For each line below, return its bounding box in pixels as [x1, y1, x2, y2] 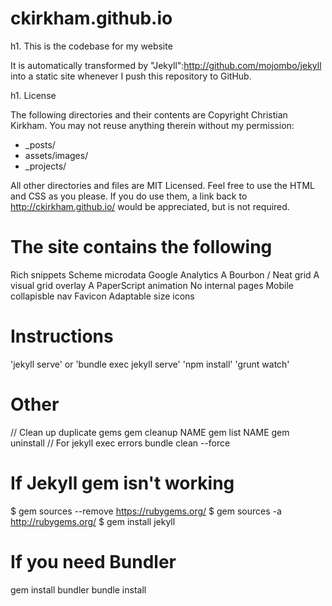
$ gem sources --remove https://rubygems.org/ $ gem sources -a [10, 505, 282, 517]
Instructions [10, 325, 114, 348]
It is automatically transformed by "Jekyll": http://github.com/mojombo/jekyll [10, 59, 322, 71]
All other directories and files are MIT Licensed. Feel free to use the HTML [10, 179, 315, 191]
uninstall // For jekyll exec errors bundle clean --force [10, 437, 231, 449]
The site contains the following [10, 236, 273, 259]
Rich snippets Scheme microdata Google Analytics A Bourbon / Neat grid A [10, 268, 320, 281]
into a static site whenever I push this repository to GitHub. [10, 70, 252, 82]
